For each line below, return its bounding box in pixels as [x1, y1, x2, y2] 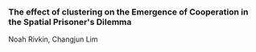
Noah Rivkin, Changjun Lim [8, 34, 98, 44]
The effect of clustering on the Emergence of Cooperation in [8, 6, 249, 18]
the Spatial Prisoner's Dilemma [8, 16, 132, 27]
